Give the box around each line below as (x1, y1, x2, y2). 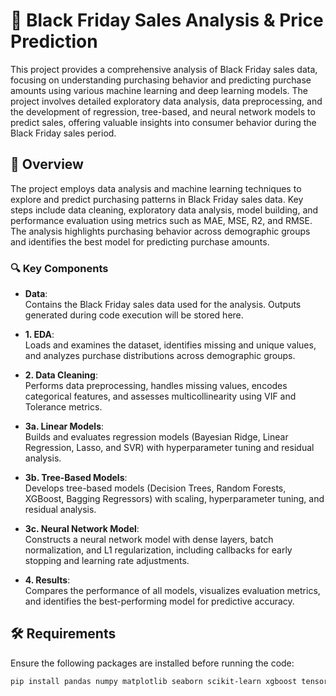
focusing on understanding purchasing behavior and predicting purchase (10, 74, 312, 86)
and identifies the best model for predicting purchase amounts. (10, 235, 270, 248)
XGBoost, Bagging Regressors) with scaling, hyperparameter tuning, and (24, 493, 325, 505)
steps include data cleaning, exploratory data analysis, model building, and (10, 204, 319, 216)
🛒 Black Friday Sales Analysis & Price (10, 9, 324, 32)
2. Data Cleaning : (24, 369, 98, 381)
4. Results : (24, 574, 71, 586)
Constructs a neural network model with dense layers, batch (24, 534, 274, 546)
